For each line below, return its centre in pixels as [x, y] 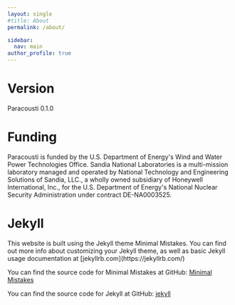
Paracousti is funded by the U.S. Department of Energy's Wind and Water [115, 157]
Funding [32, 137]
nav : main [28, 47]
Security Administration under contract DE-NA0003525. [90, 195]
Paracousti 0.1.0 [31, 108]
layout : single [30, 14]
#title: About [28, 21]
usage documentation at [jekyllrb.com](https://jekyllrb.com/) [96, 258]
